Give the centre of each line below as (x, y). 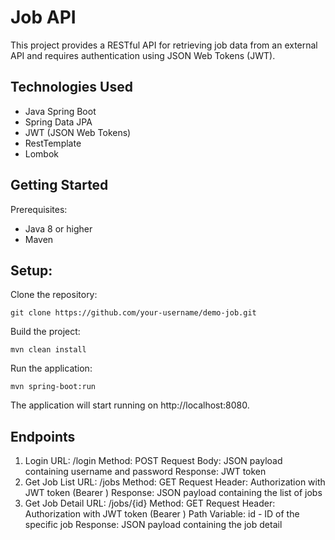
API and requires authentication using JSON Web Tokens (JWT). (143, 55)
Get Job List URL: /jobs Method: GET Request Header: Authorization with (175, 482)
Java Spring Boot (60, 111)
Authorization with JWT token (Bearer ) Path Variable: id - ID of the (162, 514)
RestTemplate (53, 143)
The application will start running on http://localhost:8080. (130, 405)
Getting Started (59, 185)
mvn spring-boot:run (53, 387)
